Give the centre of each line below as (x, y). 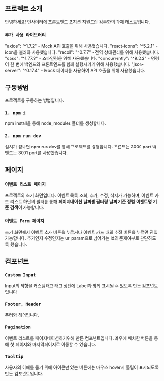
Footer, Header (23, 304)
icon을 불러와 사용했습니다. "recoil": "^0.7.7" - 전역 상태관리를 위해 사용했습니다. (82, 52)
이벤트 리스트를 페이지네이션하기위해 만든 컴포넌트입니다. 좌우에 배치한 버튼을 (79, 338)
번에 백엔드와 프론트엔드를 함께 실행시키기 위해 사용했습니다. (73, 64)
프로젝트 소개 (24, 9)
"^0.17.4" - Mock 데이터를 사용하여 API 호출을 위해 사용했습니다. (84, 71)
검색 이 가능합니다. (27, 207)
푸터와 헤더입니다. (22, 315)
